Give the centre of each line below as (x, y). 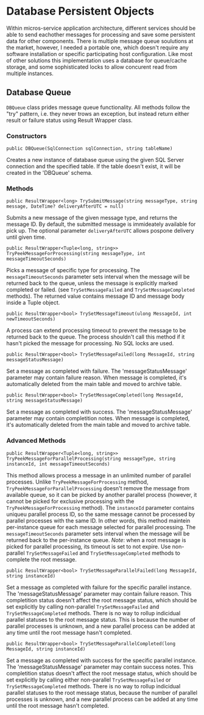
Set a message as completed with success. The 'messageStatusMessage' (99, 412)
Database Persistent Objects (80, 11)
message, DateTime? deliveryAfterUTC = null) (65, 206)
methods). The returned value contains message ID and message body (95, 296)
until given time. (26, 237)
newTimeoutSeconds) (31, 319)
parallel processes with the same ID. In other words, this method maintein (98, 520)
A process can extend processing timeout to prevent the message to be (96, 331)
